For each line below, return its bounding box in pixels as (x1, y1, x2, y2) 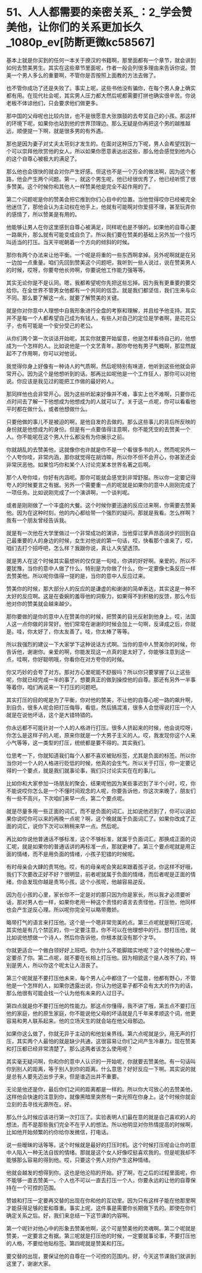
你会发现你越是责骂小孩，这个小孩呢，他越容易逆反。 (16, 878, 148, 885)
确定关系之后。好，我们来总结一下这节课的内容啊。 (6, 1212, 133, 1219)
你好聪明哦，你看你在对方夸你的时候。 (32, 655, 127, 663)
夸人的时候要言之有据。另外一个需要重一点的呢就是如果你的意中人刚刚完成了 (6, 481, 196, 488)
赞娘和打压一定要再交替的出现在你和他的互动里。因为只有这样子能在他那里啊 (6, 1197, 196, 1204)
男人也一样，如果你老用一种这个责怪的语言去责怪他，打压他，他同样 (26, 898, 196, 906)
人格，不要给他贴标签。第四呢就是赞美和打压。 (11, 1239, 127, 1247)
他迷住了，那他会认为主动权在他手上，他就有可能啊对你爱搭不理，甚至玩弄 (6, 203, 191, 210)
